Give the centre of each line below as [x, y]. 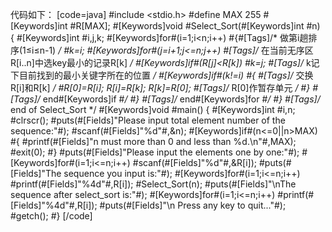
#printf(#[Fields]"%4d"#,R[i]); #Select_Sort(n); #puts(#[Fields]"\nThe [153, 184]
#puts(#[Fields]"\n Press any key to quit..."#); [193, 205]
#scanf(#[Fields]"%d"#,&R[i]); [195, 162]
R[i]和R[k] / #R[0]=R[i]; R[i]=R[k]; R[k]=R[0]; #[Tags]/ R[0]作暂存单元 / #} [160, 87]
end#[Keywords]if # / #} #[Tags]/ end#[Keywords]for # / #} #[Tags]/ [181, 99]
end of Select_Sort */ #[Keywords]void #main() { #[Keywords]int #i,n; [153, 109]
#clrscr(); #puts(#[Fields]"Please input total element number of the [148, 120]
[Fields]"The [36, 173]
